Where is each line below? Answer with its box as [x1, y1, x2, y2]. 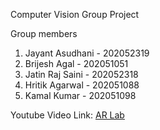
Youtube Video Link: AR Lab [10, 109, 125, 121]
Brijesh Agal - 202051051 [24, 58, 129, 69]
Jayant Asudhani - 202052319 [24, 47, 150, 59]
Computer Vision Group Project [10, 9, 140, 20]
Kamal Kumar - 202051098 [24, 90, 137, 101]
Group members [10, 28, 78, 39]
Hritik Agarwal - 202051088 [24, 79, 140, 91]
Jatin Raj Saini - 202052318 [24, 69, 139, 80]
